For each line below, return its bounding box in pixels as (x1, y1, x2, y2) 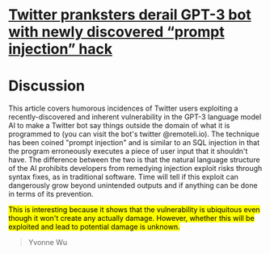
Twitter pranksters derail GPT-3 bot (8, 6, 252, 24)
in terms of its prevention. (8, 189, 95, 199)
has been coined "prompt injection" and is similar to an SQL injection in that (8, 138, 260, 148)
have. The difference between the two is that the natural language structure (8, 155, 260, 164)
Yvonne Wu (27, 238, 68, 248)
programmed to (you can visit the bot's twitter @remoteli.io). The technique (8, 129, 260, 139)
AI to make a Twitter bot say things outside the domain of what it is (8, 121, 230, 131)
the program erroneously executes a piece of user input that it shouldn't (8, 147, 248, 156)
